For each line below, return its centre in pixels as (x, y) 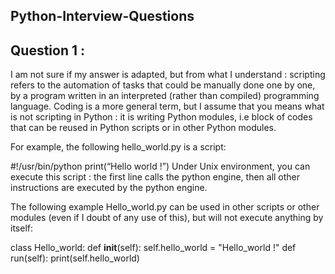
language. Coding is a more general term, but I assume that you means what (167, 106)
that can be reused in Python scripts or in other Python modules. (143, 128)
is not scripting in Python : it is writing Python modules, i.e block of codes (161, 117)
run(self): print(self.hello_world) (75, 258)
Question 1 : (48, 50)
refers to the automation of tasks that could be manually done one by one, (163, 85)
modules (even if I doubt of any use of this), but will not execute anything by (167, 218)
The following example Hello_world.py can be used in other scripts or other (165, 207)
